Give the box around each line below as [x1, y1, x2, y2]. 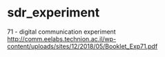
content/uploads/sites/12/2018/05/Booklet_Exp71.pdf [7, 42, 158, 50]
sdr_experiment [7, 5, 100, 21]
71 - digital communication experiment [7, 27, 116, 36]
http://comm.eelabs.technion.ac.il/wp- [7, 34, 117, 43]
